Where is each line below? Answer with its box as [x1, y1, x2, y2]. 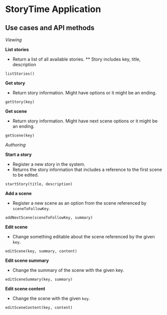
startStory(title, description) [5, 182, 73, 187]
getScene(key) [5, 133, 35, 138]
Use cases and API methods [5, 24, 95, 32]
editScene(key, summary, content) [5, 249, 78, 254]
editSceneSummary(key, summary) [5, 277, 73, 282]
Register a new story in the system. [12, 162, 85, 167]
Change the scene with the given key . [12, 295, 90, 301]
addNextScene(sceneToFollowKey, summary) [5, 215, 93, 220]
